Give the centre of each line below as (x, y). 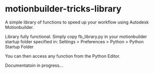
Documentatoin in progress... (34, 65)
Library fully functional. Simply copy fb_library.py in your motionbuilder (76, 36)
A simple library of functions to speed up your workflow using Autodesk (77, 22)
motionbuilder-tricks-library (63, 9)
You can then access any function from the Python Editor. (63, 56)
